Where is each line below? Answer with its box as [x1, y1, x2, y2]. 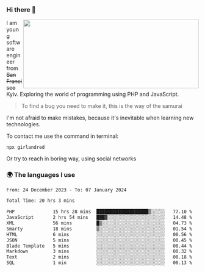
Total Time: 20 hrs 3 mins [6, 198, 75, 204]
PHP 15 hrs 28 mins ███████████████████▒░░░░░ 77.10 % [6, 209, 192, 215]
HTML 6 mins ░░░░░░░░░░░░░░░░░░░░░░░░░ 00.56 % [6, 231, 192, 237]
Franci [6, 77, 23, 85]
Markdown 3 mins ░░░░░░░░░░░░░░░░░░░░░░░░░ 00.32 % [6, 248, 192, 255]
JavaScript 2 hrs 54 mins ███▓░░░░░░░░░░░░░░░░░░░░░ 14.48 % [6, 215, 192, 221]
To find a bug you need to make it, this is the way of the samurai [21, 102, 183, 110]
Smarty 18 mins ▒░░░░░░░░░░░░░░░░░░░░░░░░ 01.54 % [6, 226, 192, 232]
